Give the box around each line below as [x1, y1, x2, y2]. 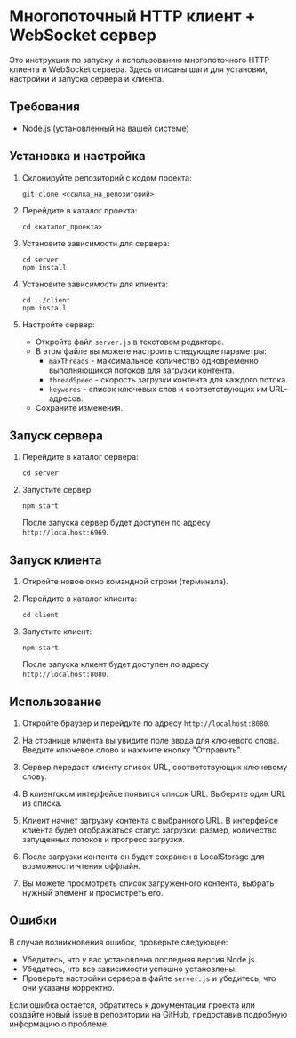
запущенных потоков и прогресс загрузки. [21, 834, 185, 844]
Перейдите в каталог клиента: [21, 593, 138, 604]
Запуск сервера [9, 428, 104, 443]
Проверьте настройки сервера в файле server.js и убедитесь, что [21, 972, 276, 984]
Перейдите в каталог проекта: [21, 205, 138, 215]
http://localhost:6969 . [21, 527, 109, 537]
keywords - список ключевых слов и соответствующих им [48, 383, 268, 394]
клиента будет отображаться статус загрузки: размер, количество [21, 825, 277, 835]
